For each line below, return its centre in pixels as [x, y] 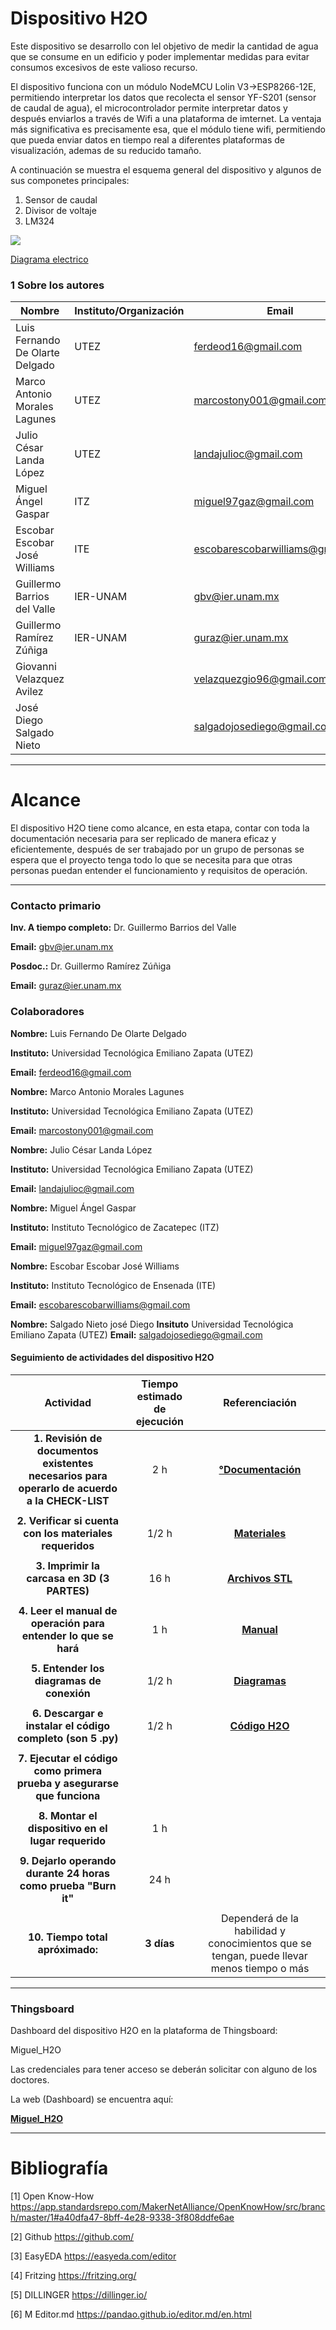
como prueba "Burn [68, 1885]
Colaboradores [47, 1012]
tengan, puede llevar [259, 1955]
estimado [159, 1396]
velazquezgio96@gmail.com [260, 679]
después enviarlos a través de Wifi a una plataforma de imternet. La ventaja [166, 118]
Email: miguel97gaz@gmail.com [76, 1246]
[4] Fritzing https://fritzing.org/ [73, 2276]
